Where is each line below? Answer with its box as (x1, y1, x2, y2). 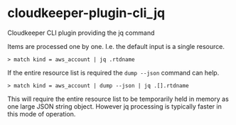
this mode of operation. (7, 109, 76, 118)
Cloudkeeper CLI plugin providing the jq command (7, 28, 155, 37)
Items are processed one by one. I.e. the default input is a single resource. (7, 42, 225, 50)
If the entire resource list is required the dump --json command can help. (7, 68, 220, 77)
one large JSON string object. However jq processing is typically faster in (7, 102, 222, 111)
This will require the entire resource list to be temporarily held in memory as (7, 94, 229, 103)
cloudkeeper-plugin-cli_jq (7, 5, 166, 21)
